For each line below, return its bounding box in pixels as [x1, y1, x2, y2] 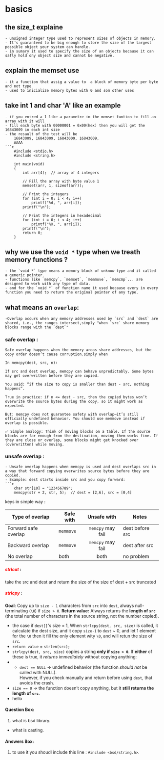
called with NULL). [19, 669, 57, 675]
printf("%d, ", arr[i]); [31, 200, 82, 205]
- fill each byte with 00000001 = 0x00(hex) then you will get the [5, 123, 145, 128]
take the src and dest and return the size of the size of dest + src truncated [5, 579, 156, 585]
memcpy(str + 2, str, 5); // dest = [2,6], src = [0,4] [14, 490, 132, 495]
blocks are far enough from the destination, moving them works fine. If [5, 433, 159, 438]
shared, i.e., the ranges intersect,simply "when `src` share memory [5, 320, 150, 326]
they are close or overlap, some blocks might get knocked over [5, 438, 139, 443]
